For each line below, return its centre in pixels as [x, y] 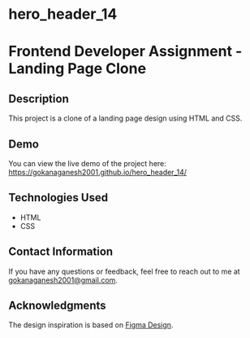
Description [39, 99]
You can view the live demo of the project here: [87, 163]
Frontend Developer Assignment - [125, 52]
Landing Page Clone [78, 69]
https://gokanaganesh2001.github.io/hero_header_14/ [98, 172]
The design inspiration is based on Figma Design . [91, 325]
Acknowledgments [58, 306]
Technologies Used [58, 198]
